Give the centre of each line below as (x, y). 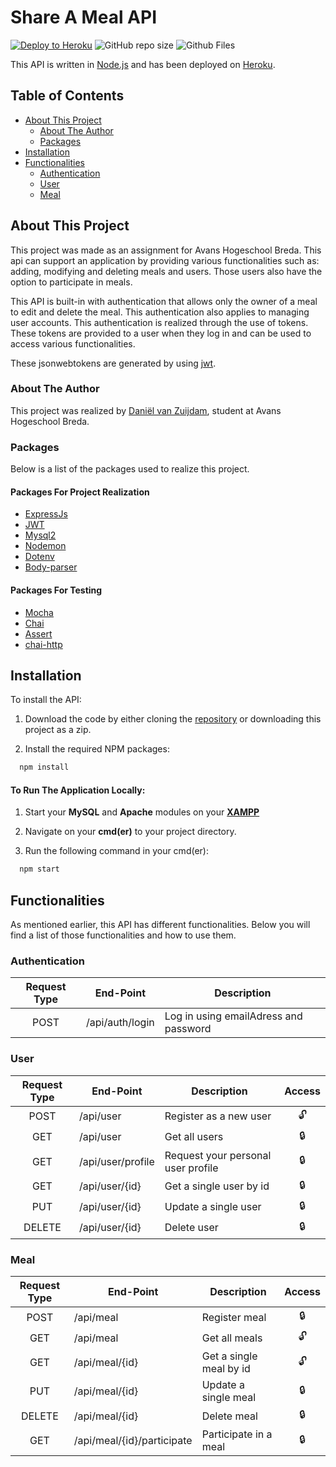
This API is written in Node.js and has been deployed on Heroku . (143, 64)
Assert (38, 633)
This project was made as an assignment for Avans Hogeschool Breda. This (166, 250)
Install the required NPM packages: (97, 749)
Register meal (234, 1317)
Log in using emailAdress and (233, 1016)
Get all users (194, 1137)
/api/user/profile (116, 1161)
